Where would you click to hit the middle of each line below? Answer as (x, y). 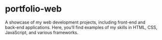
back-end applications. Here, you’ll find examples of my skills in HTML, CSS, (81, 27)
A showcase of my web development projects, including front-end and (75, 22)
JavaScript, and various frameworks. (42, 32)
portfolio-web (33, 9)
